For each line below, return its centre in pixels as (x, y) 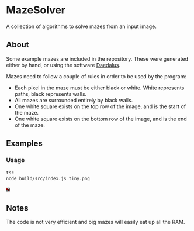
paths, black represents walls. (51, 94)
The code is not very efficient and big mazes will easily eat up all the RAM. (96, 222)
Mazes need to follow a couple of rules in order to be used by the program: (96, 76)
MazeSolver (36, 10)
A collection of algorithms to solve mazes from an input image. (81, 26)
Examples (24, 144)
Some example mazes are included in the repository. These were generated (97, 58)
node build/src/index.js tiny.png (48, 179)
